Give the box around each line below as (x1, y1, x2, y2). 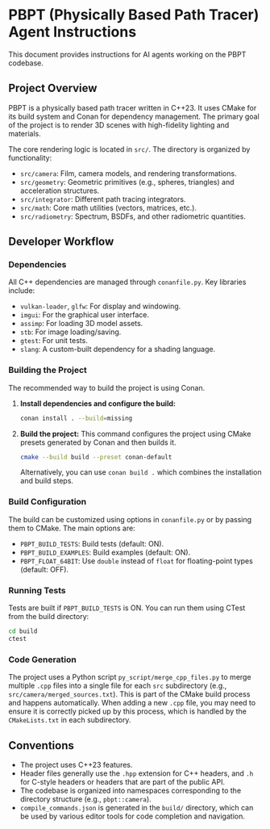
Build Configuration (8, 496, 87, 508)
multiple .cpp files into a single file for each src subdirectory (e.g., (8, 680, 227, 691)
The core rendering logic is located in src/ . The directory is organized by (8, 144, 251, 154)
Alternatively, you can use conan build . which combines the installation (19, 467, 262, 477)
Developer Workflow (8, 235, 114, 249)
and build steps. (19, 476, 74, 486)
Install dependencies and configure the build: (19, 398, 176, 408)
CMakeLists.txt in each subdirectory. (8, 715, 131, 725)
